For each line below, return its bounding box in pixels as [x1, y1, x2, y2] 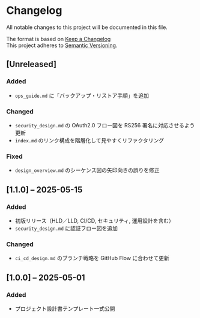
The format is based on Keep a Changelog [6, 35, 111, 42]
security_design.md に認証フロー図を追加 [14, 224, 118, 232]
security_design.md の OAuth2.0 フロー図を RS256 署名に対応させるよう [14, 121, 195, 129]
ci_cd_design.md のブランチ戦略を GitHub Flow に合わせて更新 [14, 255, 169, 262]
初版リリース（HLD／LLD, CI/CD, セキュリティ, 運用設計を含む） [14, 217, 174, 224]
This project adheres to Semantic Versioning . [6, 42, 118, 49]
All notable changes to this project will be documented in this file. [6, 24, 168, 31]
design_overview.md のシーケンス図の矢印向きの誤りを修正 [14, 167, 160, 174]
